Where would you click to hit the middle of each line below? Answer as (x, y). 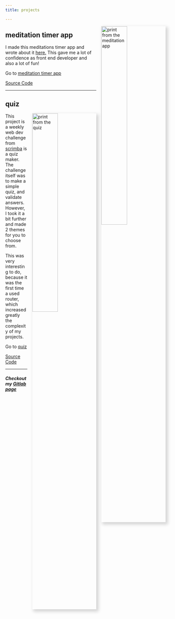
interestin (15, 267)
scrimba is (16, 149)
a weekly (15, 127)
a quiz (12, 154)
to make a (16, 181)
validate (13, 197)
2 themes (15, 230)
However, (15, 208)
